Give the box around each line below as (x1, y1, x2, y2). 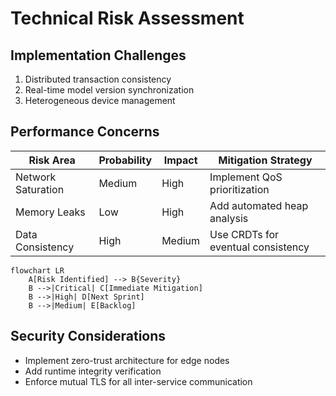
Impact (163, 153, 198, 167)
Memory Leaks (15, 205, 86, 219)
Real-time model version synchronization (24, 84, 195, 96)
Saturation (15, 182, 65, 196)
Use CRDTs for (209, 227, 280, 241)
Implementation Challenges (10, 47, 187, 64)
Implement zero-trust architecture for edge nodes (24, 354, 230, 366)
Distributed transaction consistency (24, 73, 172, 85)
